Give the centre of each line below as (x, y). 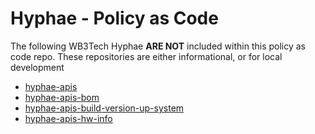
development (37, 67)
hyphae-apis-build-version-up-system (104, 108)
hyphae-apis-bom (62, 97)
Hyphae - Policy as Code (114, 18)
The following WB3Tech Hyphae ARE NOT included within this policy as (158, 46)
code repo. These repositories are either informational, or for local (146, 56)
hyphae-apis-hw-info (68, 118)
